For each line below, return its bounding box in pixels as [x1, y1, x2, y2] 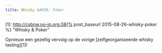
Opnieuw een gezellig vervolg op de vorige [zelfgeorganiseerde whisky [5, 36, 154, 42]
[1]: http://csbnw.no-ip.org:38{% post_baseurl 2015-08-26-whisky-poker [5, 21, 157, 27]
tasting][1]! [5, 41, 28, 48]
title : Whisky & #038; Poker [5, 7, 65, 13]
